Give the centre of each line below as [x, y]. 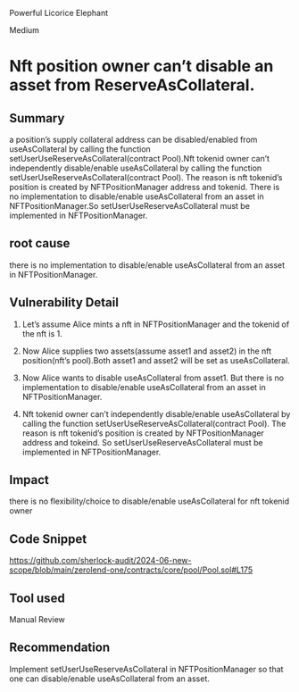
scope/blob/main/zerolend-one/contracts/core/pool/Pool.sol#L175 [131, 570]
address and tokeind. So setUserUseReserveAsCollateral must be [142, 442]
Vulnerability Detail [64, 303]
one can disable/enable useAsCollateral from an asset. [109, 679]
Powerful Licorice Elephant [59, 13]
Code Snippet [48, 539]
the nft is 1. [42, 333]
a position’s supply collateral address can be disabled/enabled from [133, 139]
